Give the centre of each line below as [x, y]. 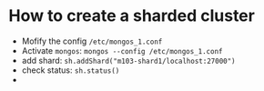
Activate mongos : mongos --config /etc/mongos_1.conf [122, 50]
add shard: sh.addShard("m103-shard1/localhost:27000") [128, 60]
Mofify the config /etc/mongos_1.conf [92, 41]
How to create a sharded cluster [132, 16]
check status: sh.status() [71, 70]
